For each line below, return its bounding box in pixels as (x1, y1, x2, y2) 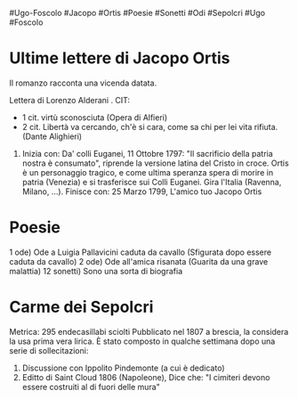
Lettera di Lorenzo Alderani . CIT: (9, 94, 131, 105)
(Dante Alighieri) (21, 131, 83, 142)
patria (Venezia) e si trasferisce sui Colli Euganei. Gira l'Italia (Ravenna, (21, 176, 282, 187)
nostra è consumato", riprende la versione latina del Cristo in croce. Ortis (21, 158, 289, 168)
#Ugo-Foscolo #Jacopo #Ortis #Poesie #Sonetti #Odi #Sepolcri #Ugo (9, 8, 265, 18)
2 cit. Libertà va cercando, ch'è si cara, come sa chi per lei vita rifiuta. (21, 121, 278, 132)
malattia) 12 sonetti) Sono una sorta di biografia (9, 265, 183, 276)
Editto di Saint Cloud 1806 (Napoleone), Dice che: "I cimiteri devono (21, 371, 270, 382)
